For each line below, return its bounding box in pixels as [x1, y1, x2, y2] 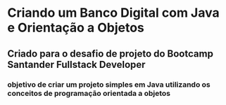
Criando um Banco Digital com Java [7, 5, 220, 21]
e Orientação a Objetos [7, 20, 144, 36]
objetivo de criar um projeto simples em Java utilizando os [7, 79, 211, 89]
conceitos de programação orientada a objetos [7, 88, 171, 98]
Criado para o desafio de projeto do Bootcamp [7, 48, 213, 59]
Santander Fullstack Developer [7, 58, 146, 71]
